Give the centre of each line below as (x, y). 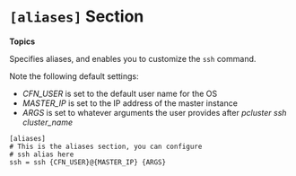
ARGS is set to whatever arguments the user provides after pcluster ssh (154, 112)
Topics (22, 41)
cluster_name (48, 122)
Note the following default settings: (74, 76)
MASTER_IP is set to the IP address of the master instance (130, 103)
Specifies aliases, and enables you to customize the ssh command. (133, 58)
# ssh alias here (42, 154)
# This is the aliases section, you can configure (106, 146)
